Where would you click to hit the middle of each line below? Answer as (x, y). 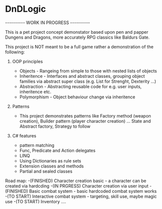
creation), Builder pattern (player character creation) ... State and (85, 121)
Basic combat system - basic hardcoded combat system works (93, 191)
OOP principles (27, 61)
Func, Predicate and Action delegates (57, 150)
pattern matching (37, 145)
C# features (24, 136)
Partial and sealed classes (46, 171)
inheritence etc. (35, 92)
